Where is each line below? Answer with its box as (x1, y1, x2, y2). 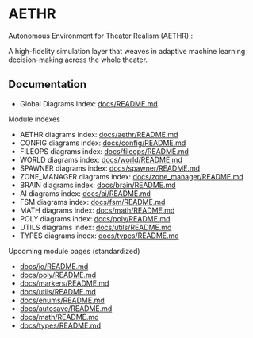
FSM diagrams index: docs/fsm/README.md (19, 197, 166, 206)
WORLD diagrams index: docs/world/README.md (19, 155, 182, 164)
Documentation (8, 78, 87, 91)
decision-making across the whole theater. (8, 55, 148, 64)
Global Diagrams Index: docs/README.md (19, 98, 159, 108)
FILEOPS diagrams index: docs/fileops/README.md (19, 146, 189, 156)
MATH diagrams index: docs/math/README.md (19, 205, 175, 215)
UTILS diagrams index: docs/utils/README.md (19, 222, 172, 232)
